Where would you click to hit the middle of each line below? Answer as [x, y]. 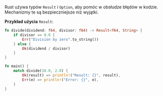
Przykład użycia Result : [29, 22]
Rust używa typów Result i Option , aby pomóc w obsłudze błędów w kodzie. [81, 7]
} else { [22, 44]
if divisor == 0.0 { [34, 35]
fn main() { [17, 66]
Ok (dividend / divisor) [46, 48]
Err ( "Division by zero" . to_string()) [60, 39]
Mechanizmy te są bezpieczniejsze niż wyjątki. [51, 12]
